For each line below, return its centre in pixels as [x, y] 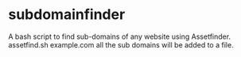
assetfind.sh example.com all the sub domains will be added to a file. [121, 44]
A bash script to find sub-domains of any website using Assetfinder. [120, 36]
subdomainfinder [67, 15]
